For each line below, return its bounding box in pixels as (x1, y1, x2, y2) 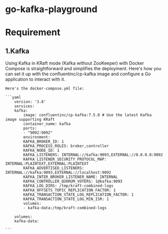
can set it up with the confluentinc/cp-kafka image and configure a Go (5, 71, 151, 77)
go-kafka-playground (5, 4, 98, 15)
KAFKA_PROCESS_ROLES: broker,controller (23, 144, 109, 149)
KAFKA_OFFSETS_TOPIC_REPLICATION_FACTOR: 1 (23, 188, 116, 193)
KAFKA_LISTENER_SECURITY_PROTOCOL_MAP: (23, 157, 107, 162)
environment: (23, 135, 51, 140)
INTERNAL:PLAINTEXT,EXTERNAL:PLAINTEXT (5, 161, 89, 166)
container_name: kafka (23, 121, 71, 127)
